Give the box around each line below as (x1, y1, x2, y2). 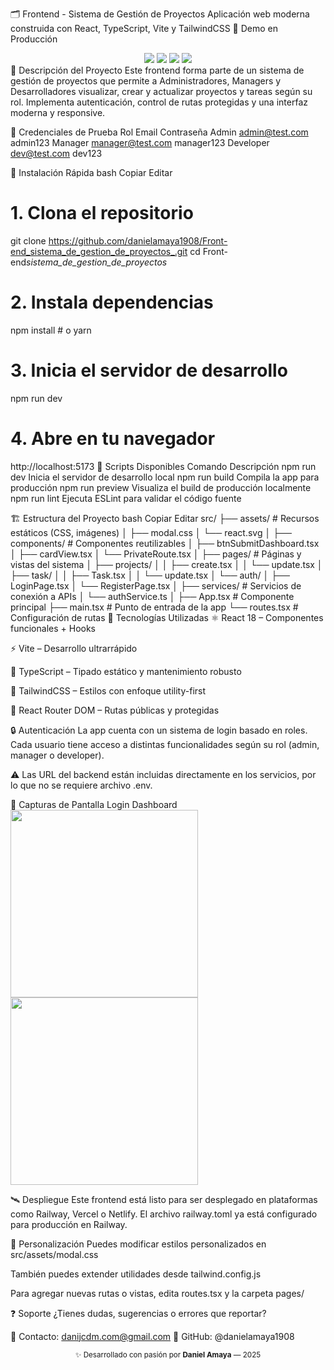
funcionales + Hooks (10, 622, 96, 634)
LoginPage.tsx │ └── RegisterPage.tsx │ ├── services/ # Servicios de (10, 579, 302, 592)
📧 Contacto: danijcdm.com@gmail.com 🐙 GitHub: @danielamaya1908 (10, 1330, 295, 1342)
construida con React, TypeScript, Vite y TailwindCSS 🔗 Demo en (10, 23, 279, 34)
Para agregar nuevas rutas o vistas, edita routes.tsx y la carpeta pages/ (10, 1287, 305, 1299)
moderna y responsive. (10, 107, 106, 118)
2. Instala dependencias (10, 291, 214, 314)
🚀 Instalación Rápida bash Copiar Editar (10, 167, 173, 178)
